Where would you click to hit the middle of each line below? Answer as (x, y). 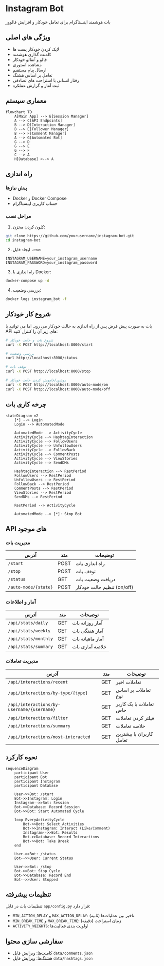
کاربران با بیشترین (134, 734)
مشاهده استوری (27, 64)
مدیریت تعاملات (22, 661)
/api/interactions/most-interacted (49, 737)
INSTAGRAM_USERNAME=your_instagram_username (51, 259)
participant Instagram (37, 781)
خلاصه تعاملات (130, 726)
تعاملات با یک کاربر (135, 704)
